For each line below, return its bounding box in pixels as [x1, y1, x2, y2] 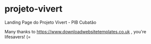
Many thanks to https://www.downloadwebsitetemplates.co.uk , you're [4, 29, 147, 34]
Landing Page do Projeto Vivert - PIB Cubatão [4, 19, 96, 25]
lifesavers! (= [4, 34, 31, 40]
